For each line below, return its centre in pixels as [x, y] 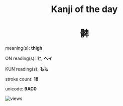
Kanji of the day [84, 9]
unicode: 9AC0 [21, 89]
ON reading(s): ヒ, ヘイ [29, 58]
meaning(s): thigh [24, 48]
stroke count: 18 [22, 79]
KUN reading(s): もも [27, 69]
